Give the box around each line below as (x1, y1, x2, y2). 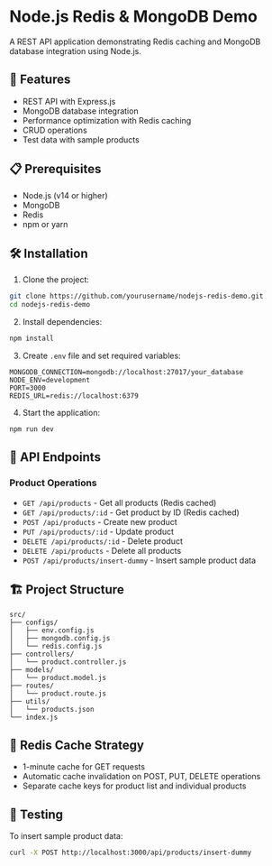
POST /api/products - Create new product (22, 516, 177, 527)
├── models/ (9, 666, 54, 675)
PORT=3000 (9, 383, 47, 392)
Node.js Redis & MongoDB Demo (9, 6, 258, 27)
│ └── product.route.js (9, 689, 106, 698)
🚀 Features (9, 72, 71, 88)
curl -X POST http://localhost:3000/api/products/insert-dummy (9, 848, 252, 857)
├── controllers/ (9, 649, 75, 659)
